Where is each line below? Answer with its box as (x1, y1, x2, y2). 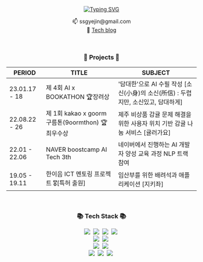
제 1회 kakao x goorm (46, 109, 107, 117)
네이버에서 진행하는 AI (118, 140, 178, 149)
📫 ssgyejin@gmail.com (72, 18, 131, 25)
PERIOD (13, 69, 36, 77)
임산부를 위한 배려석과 (118, 170, 177, 179)
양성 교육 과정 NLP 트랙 (125, 149, 188, 158)
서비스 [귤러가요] (125, 128, 171, 137)
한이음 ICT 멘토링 (46, 170, 93, 178)
